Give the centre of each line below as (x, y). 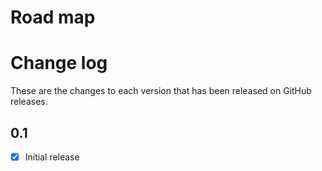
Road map (53, 17)
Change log (59, 63)
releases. (29, 102)
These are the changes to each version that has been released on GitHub (161, 91)
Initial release (52, 157)
